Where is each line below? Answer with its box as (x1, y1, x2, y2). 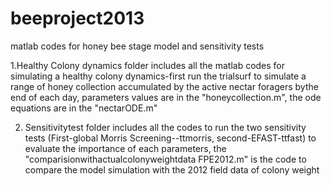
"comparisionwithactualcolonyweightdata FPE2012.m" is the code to (24, 153, 307, 165)
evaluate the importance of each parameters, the (24, 142, 227, 154)
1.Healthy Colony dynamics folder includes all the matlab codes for (10, 59, 286, 71)
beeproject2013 (10, 7, 145, 30)
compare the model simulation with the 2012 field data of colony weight (24, 163, 320, 176)
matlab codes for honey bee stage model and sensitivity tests (10, 40, 265, 52)
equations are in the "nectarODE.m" (10, 102, 158, 114)
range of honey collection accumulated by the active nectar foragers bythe (10, 80, 319, 92)
